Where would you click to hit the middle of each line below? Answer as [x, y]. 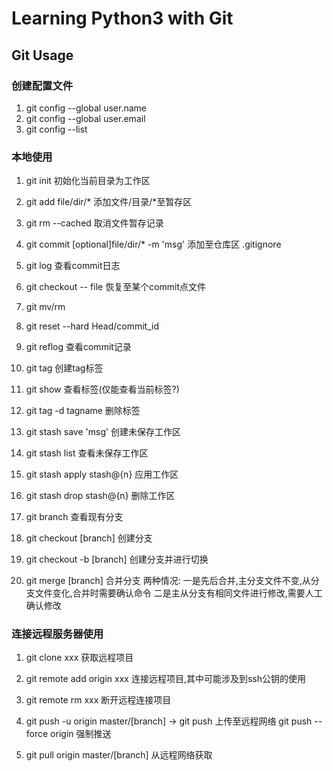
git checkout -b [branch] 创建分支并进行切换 [117, 559]
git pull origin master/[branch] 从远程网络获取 [119, 755]
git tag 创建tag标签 [64, 368]
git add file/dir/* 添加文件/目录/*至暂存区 [109, 202]
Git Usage [42, 55]
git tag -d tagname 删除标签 [83, 411]
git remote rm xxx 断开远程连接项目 [98, 700]
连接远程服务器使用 [57, 634]
